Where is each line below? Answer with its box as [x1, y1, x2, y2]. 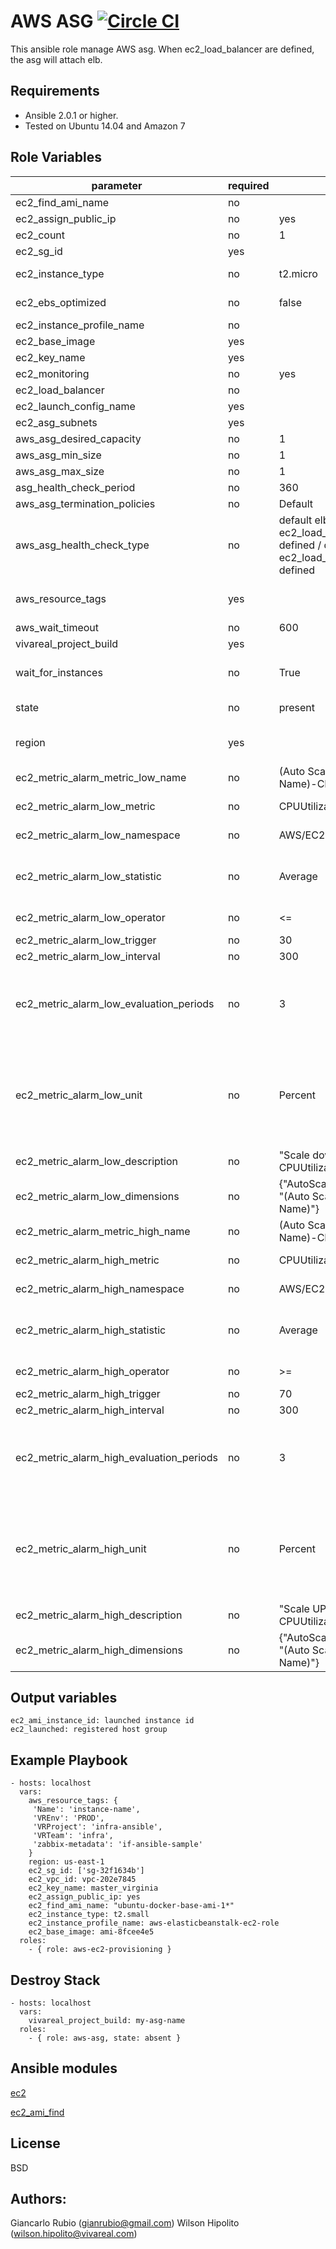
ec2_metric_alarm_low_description [15, 1154, 179, 1168]
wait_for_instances [15, 665, 103, 679]
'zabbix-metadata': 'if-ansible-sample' [32, 1840, 203, 1850]
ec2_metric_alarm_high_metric [15, 1253, 160, 1267]
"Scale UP [278, 1601, 327, 1615]
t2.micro [278, 266, 318, 280]
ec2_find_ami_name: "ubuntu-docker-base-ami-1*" [28, 1901, 235, 1911]
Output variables [10, 1689, 118, 1706]
